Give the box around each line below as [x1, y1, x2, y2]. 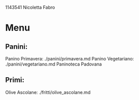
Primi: [5, 76, 24, 84]
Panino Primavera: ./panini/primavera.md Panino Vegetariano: [5, 56, 134, 61]
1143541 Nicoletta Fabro [5, 5, 55, 10]
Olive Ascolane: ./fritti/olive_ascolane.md [5, 89, 91, 95]
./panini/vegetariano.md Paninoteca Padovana [5, 61, 102, 67]
